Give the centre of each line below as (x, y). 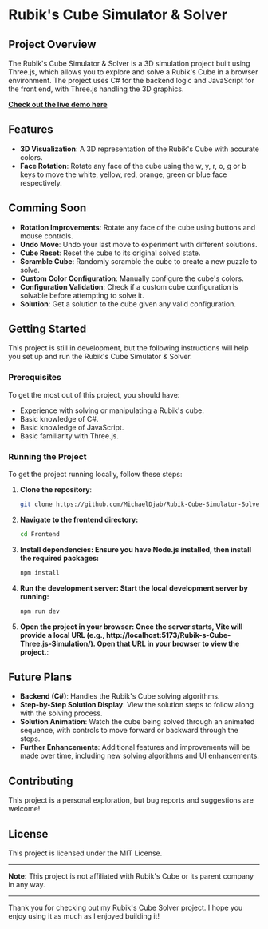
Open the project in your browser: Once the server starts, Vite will (131, 627)
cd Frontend (39, 534)
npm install (39, 573)
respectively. (41, 182)
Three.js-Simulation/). (57, 643)
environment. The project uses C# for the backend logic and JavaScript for (132, 80)
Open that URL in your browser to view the (168, 643)
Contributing (41, 781)
